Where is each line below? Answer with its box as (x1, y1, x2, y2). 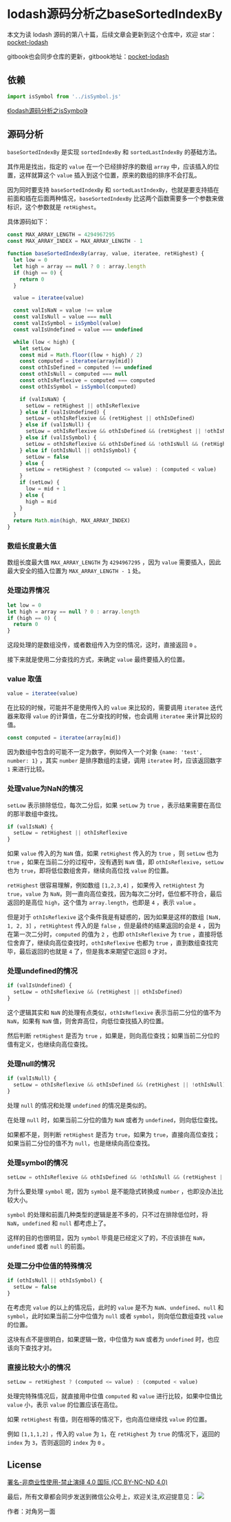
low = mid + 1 (25, 486, 67, 493)
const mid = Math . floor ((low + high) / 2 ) (19, 352, 143, 358)
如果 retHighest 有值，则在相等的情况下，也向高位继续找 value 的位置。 (7, 1415, 211, 1424)
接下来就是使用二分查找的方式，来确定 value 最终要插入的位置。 (7, 655, 189, 664)
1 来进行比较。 (7, 765, 49, 773)
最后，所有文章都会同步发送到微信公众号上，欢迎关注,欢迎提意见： (7, 1492, 196, 1501)
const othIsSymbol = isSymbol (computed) (19, 383, 137, 390)
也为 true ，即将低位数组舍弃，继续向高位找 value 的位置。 (7, 866, 173, 875)
